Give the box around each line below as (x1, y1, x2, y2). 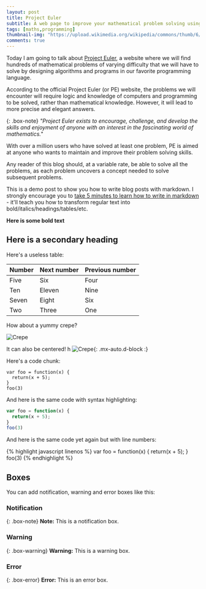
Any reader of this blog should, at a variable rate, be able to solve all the (6, 161, 188, 167)
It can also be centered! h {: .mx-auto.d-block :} (6, 345, 148, 353)
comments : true (6, 37, 45, 44)
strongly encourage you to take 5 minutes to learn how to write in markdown (6, 192, 199, 199)
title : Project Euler (6, 15, 62, 21)
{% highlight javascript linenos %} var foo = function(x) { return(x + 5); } (6, 448, 189, 455)
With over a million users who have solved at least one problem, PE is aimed (6, 142, 199, 149)
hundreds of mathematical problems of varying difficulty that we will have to (6, 61, 199, 68)
